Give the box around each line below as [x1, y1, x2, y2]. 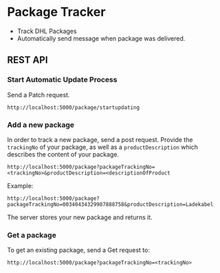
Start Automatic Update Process [7, 75, 118, 85]
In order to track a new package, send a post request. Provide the [7, 135, 193, 143]
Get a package [7, 230, 56, 240]
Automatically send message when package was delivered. [16, 34, 186, 42]
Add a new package [7, 120, 74, 130]
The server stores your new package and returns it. [7, 213, 153, 221]
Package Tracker [7, 4, 106, 20]
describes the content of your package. [7, 150, 119, 159]
